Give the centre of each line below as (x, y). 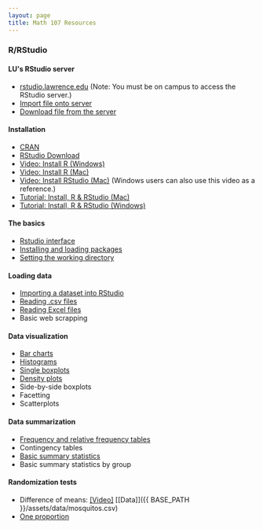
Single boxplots (45, 370)
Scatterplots (39, 404)
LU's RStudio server (41, 69)
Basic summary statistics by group (75, 464)
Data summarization (42, 422)
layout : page (29, 15)
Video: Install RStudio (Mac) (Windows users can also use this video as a (137, 180)
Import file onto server (56, 103)
